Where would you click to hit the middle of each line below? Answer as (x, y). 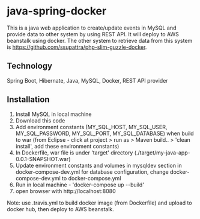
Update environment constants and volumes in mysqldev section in (98, 165)
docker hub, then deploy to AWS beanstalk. (61, 209)
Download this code (40, 120)
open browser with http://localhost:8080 (65, 191)
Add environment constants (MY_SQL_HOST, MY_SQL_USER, (91, 127)
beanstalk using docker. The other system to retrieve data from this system (100, 40)
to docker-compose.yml (91, 178)
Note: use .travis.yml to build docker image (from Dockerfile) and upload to (99, 203)
